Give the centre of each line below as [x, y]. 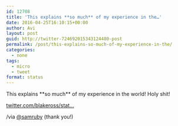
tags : [13, 61]
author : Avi [21, 28]
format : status [25, 77]
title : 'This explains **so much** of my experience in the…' [84, 17]
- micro [21, 66]
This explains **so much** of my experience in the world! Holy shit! [88, 94]
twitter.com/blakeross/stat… [40, 105]
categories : [21, 50]
